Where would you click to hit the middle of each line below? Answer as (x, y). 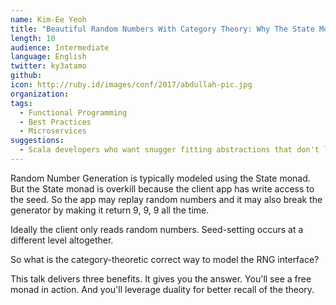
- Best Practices (55, 122)
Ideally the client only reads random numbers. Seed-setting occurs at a (157, 229)
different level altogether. (62, 240)
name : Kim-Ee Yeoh (48, 19)
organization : (40, 94)
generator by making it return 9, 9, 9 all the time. (110, 210)
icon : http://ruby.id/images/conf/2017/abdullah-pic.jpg (131, 85)
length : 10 (33, 38)
